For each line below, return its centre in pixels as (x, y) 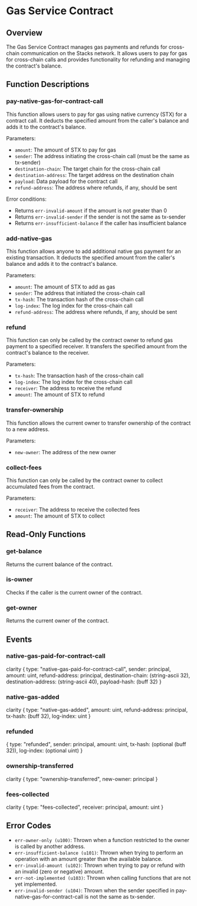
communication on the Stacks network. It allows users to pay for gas (104, 53)
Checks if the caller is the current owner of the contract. (74, 592)
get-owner (22, 608)
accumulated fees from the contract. (51, 486)
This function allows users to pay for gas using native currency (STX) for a (96, 114)
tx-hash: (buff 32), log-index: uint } (49, 716)
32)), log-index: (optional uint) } (45, 751)
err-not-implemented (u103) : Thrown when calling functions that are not (103, 878)
